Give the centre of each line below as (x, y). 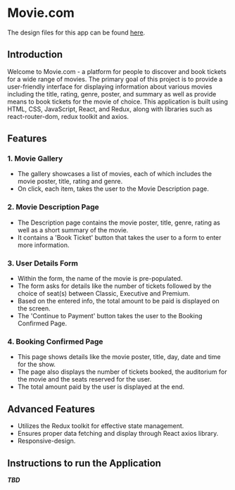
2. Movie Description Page (53, 207)
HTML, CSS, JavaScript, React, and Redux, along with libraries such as (110, 109)
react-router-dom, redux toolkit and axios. (68, 116)
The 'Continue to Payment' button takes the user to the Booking (110, 316)
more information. (43, 245)
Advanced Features (51, 409)
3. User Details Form (43, 263)
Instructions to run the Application (84, 463)
